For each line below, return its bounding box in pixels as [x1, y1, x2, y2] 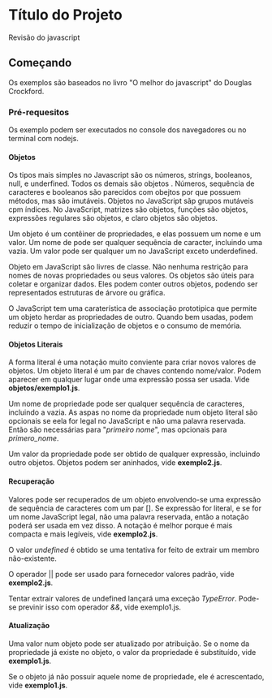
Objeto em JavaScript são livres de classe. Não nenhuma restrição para [8, 262, 248, 272]
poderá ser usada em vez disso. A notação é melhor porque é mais [8, 520, 233, 530]
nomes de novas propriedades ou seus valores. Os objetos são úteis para [8, 270, 254, 281]
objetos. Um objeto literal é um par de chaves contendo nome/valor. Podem [8, 366, 261, 376]
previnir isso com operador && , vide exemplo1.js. [18, 602, 181, 612]
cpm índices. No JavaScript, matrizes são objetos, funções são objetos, [8, 205, 248, 214]
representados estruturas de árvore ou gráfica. [8, 288, 166, 298]
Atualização [8, 621, 50, 631]
